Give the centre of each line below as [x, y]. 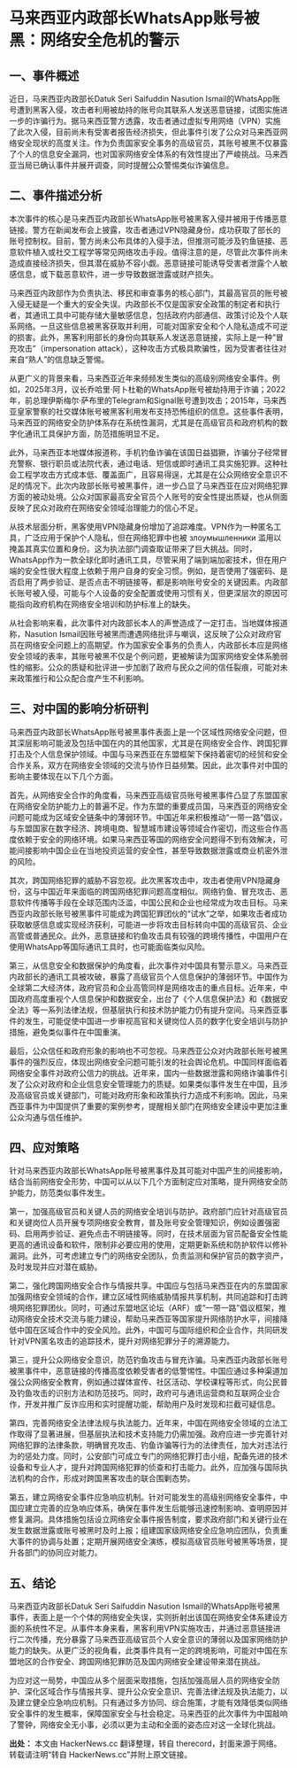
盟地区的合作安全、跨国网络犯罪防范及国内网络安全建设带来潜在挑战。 [137, 1662]
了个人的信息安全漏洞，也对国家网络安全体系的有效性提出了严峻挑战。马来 [145, 154]
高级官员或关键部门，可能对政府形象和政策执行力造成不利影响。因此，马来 [152, 1095]
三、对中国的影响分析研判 [79, 709]
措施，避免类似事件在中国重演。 [67, 1032]
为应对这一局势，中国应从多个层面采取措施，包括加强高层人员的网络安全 [141, 1680]
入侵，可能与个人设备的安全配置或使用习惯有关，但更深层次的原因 [160, 593]
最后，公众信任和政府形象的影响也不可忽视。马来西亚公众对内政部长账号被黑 [148, 1051]
